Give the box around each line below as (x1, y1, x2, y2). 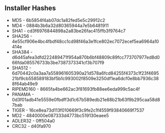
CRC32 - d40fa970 (11, 123, 51, 129)
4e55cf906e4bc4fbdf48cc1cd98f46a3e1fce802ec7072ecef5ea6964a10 (11, 38, 159, 44)
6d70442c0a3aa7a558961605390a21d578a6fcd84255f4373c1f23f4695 (11, 70, 159, 76)
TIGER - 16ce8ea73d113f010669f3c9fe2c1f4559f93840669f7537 (11, 107, 145, 113)
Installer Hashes (4, 4, 56, 12)
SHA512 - (11, 65, 32, 71)
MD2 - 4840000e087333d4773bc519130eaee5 (11, 112, 110, 119)
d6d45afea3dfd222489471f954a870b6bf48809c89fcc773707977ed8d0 (11, 54, 160, 60)
